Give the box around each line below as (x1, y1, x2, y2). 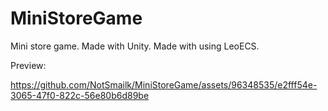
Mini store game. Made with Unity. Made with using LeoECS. (10, 40, 260, 52)
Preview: (10, 59, 47, 71)
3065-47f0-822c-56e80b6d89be (10, 89, 150, 101)
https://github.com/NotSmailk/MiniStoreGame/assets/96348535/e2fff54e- (10, 78, 318, 91)
